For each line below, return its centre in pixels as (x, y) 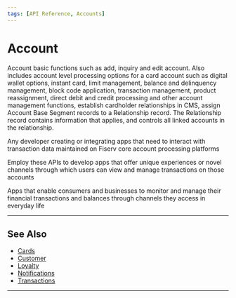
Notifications (36, 273)
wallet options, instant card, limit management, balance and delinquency (112, 83)
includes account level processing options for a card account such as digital (118, 75)
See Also (27, 234)
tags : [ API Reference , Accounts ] (56, 14)
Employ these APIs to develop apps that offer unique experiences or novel (114, 162)
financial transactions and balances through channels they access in (106, 198)
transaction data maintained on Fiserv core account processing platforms (113, 149)
